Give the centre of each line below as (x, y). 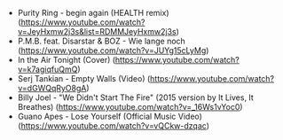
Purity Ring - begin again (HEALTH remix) (94, 13)
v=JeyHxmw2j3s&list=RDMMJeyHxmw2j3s (97, 31)
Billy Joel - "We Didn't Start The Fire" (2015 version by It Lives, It (136, 97)
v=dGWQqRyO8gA (52, 88)
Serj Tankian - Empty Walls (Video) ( (84, 78)
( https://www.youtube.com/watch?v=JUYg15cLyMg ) (113, 51)
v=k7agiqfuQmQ (47, 69)
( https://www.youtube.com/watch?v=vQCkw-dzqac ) (114, 126)
